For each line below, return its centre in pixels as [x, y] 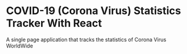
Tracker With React [54, 23]
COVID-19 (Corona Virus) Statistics [93, 11]
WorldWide [20, 46]
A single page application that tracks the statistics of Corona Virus [86, 39]
